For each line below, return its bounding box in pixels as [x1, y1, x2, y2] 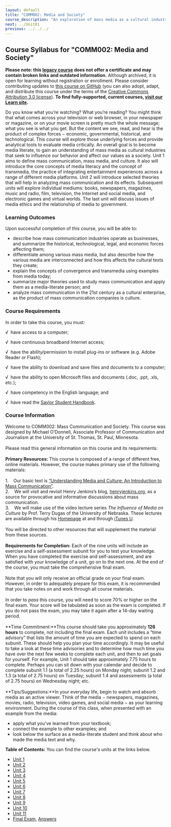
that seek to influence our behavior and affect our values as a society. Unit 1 [5, 152, 164, 158]
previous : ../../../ [5, 26, 49, 32]
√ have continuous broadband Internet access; [5, 339, 105, 345]
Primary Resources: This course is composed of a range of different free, [5, 456, 160, 462]
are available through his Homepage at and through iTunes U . [5, 515, 134, 521]
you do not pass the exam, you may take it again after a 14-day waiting [5, 607, 154, 613]
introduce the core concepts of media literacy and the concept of [5, 163, 142, 169]
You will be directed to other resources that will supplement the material [5, 526, 156, 532]
